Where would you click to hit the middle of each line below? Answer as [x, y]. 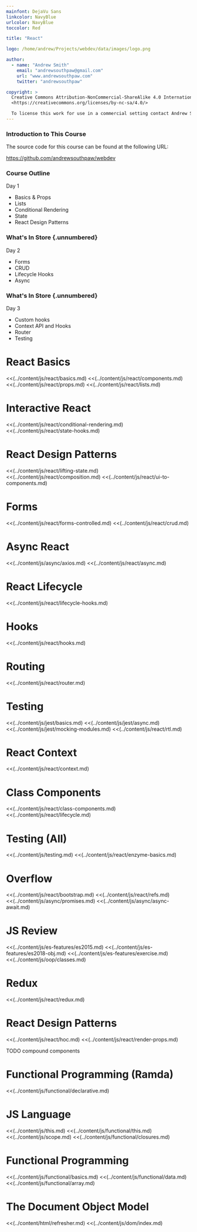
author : [16, 60]
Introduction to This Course [46, 134]
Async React [38, 547]
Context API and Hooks [43, 326]
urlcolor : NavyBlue [30, 22]
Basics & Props [33, 198]
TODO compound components [43, 1051]
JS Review [32, 931]
